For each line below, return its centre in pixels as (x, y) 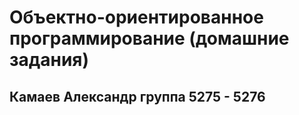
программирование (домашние (149, 38)
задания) (49, 60)
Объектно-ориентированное (136, 17)
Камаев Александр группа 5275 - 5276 (137, 96)
